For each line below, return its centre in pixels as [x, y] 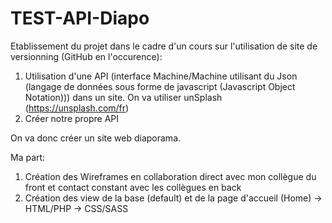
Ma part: [28, 157]
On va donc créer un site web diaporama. [96, 138]
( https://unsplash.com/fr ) [77, 108]
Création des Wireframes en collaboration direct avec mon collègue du [170, 176]
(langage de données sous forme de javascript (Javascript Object [160, 86]
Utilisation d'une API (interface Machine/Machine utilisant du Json [161, 76]
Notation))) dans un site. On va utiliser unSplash [123, 97]
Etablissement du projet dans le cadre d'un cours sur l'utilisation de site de [164, 46]
